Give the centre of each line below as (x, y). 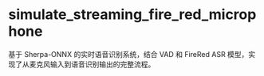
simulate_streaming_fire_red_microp (132, 15)
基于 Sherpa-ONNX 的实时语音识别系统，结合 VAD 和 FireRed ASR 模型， (128, 54)
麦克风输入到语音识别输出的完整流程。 (92, 64)
